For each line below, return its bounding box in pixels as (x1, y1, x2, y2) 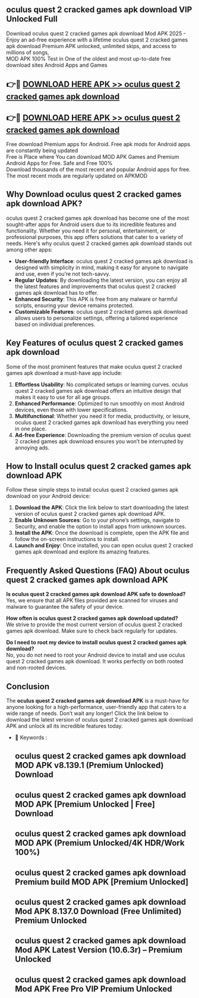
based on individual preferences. (14, 320, 96, 328)
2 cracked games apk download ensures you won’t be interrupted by (14, 437, 184, 445)
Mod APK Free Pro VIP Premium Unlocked (14, 984, 172, 994)
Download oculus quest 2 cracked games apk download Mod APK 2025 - (6, 30, 186, 37)
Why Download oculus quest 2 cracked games (6, 190, 182, 200)
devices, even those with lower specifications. (14, 406, 128, 413)
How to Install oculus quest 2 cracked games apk (6, 461, 191, 471)
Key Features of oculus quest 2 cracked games (6, 338, 184, 348)
